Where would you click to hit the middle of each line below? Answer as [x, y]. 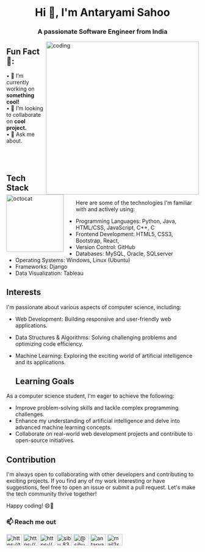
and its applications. [40, 362]
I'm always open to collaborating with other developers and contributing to [100, 474]
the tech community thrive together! [52, 494]
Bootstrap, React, [98, 241]
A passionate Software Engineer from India [103, 32]
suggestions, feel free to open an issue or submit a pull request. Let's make [101, 487]
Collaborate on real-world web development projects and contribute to [104, 434]
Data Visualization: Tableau [49, 273]
